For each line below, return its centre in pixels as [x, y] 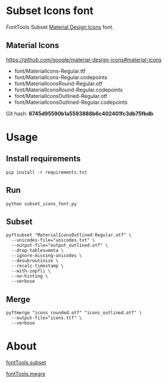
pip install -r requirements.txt [47, 172]
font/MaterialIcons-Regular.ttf [50, 71]
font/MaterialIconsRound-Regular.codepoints [69, 90]
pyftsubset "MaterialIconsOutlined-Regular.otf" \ [69, 235]
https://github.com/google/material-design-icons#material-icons [84, 59]
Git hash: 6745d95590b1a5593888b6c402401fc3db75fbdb [80, 113]
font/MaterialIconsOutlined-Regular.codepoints [71, 102]
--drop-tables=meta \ [38, 250]
